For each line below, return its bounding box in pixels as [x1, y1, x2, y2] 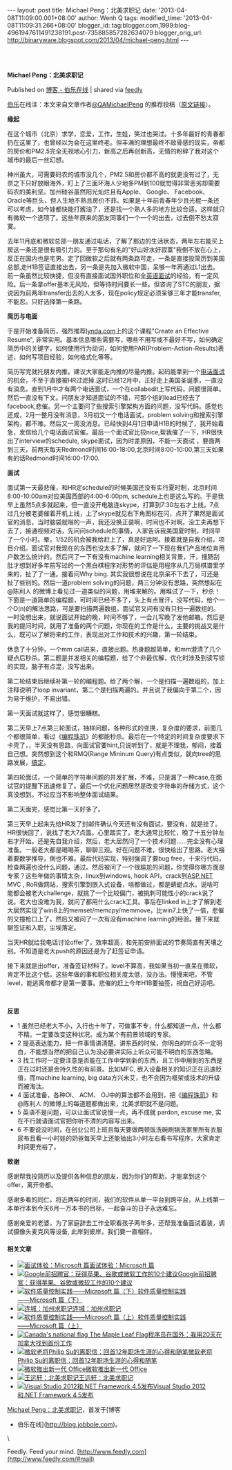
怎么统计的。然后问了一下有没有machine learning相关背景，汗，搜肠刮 [19, 553, 220, 560]
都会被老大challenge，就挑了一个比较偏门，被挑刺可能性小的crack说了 [12, 889, 214, 897]
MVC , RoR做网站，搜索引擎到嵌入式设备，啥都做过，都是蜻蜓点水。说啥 [7, 881, 213, 888]
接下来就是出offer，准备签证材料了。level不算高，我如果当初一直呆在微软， [7, 962, 222, 970]
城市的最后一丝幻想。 [7, 156, 68, 164]
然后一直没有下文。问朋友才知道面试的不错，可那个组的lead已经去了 [7, 394, 202, 401]
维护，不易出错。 [25, 695, 74, 702]
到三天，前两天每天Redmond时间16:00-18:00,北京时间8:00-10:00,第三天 [7, 445, 212, 453]
